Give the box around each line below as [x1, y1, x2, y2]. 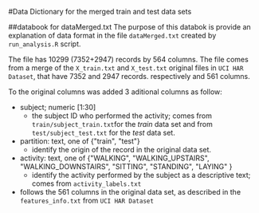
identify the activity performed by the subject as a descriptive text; [31, 171, 251, 179]
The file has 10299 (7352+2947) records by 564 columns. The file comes [8, 55, 249, 64]
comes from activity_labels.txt [31, 179, 142, 188]
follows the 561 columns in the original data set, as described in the [19, 187, 241, 196]
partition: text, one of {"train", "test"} [19, 136, 141, 146]
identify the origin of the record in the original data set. [31, 145, 212, 154]
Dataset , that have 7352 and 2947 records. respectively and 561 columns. [8, 72, 251, 81]
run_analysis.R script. [8, 39, 81, 49]
